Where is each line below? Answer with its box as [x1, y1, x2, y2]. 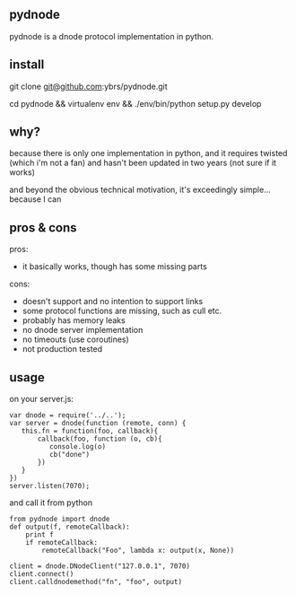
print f [25, 530, 54, 539]
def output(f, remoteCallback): [9, 522, 130, 532]
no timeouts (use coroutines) [22, 334, 130, 345]
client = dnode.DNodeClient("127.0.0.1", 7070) [9, 562, 191, 571]
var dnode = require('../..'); [9, 411, 126, 420]
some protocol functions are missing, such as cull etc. [22, 305, 222, 317]
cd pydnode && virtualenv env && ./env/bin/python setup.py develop [9, 98, 262, 109]
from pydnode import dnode [9, 515, 110, 524]
